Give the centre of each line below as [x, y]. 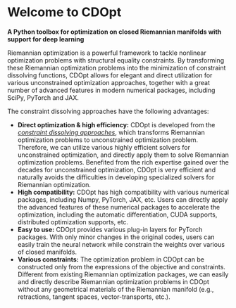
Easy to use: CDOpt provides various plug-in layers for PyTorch [110, 229]
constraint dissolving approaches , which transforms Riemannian [111, 132]
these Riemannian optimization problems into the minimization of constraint [117, 68]
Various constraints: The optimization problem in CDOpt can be [111, 259]
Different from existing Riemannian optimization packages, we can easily [123, 274]
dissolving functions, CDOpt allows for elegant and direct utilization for [110, 75]
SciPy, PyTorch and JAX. [43, 97]
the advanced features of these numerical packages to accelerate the [119, 207]
